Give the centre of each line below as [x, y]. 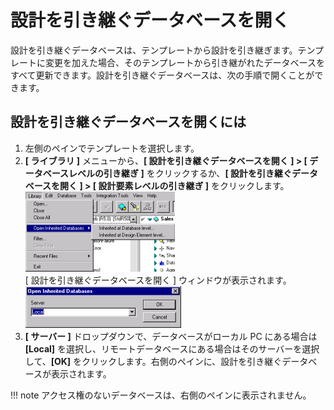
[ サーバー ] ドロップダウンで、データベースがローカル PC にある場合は [171, 336]
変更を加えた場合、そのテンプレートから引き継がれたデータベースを [184, 62]
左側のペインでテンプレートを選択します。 [112, 148]
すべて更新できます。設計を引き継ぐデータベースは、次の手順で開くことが [162, 75]
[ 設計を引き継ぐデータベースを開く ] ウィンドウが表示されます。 [158, 280]
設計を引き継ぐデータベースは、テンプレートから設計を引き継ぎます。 [154, 50]
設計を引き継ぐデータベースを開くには [128, 122]
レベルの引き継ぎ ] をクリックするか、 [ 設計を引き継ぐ [180, 173]
